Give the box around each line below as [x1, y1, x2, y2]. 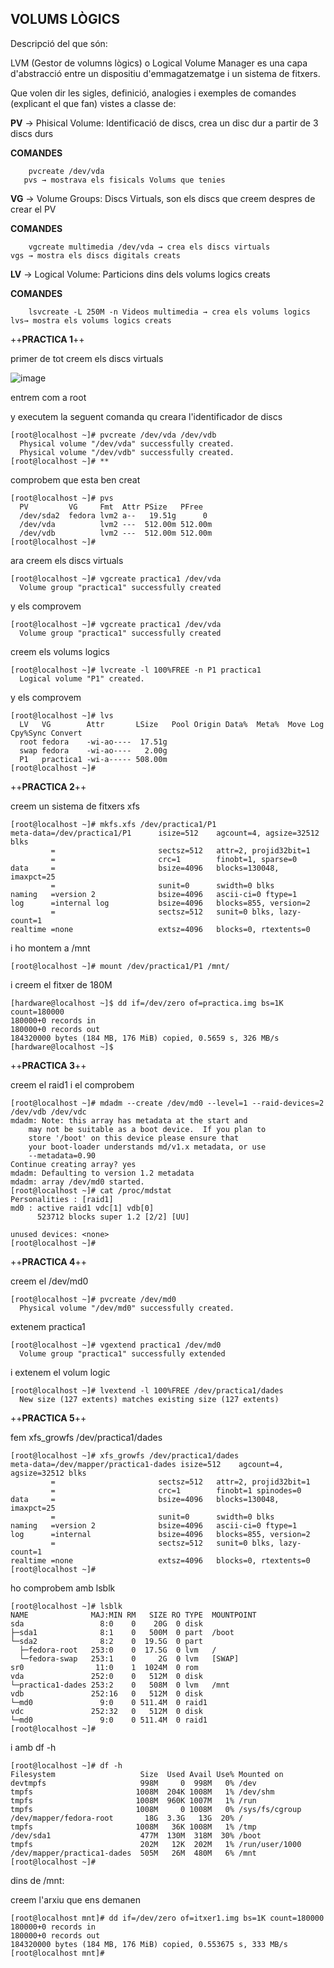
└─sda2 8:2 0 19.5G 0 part [10, 1636, 203, 1646]
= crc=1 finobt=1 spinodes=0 [50, 1485, 302, 1496]
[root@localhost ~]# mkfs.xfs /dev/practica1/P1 [10, 819, 217, 829]
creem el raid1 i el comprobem [10, 1078, 135, 1091]
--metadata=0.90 [28, 1150, 97, 1161]
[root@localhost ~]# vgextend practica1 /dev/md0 [10, 1340, 222, 1350]
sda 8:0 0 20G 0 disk [10, 1618, 203, 1629]
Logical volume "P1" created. [19, 673, 145, 684]
